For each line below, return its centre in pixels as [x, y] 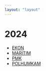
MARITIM [21, 53]
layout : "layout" [23, 10]
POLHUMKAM [26, 63]
